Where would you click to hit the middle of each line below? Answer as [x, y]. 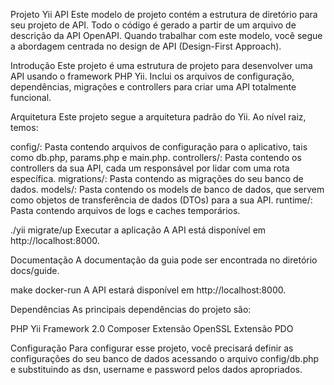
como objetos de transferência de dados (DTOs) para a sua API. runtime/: [161, 200]
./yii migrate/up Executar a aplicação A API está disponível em [138, 230]
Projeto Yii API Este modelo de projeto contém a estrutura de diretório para [164, 14]
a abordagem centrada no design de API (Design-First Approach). [146, 46]
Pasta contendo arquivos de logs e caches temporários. [125, 210]
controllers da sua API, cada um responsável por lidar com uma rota [150, 168]
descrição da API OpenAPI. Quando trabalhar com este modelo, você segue [166, 35]
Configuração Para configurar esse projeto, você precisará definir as [152, 348]
